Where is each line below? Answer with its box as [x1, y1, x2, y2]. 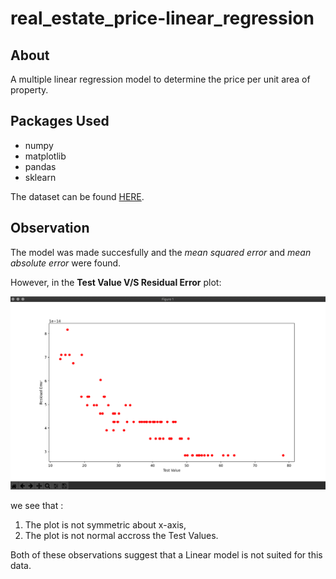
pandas [24, 160, 57, 172]
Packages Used [10, 113, 110, 130]
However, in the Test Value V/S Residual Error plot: [10, 276, 222, 288]
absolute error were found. [10, 257, 122, 269]
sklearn [24, 171, 57, 183]
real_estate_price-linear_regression [10, 7, 315, 30]
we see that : [10, 500, 64, 512]
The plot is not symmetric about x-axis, [24, 519, 187, 531]
